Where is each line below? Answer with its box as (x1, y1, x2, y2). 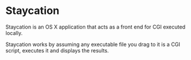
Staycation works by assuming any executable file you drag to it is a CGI (5, 41, 180, 48)
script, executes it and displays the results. (5, 47, 109, 54)
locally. (5, 29, 23, 36)
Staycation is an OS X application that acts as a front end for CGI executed (5, 23, 186, 30)
